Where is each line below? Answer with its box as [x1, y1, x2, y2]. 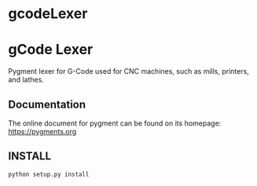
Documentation [8, 97, 86, 111]
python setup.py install [8, 170, 90, 178]
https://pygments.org [8, 126, 77, 136]
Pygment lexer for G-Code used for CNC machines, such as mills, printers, [8, 67, 249, 76]
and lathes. [8, 75, 45, 85]
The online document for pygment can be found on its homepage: [8, 119, 222, 128]
